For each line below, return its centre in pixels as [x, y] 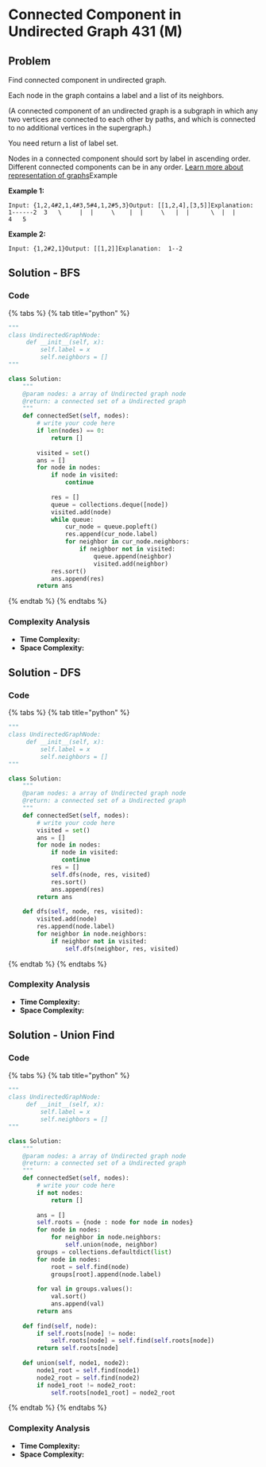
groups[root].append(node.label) [106, 1274]
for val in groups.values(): [85, 1289]
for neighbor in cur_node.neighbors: [127, 542]
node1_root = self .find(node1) [89, 1370]
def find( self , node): [60, 1326]
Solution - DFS [44, 673]
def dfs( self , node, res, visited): [83, 912]
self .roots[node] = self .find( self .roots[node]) [133, 1341]
